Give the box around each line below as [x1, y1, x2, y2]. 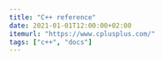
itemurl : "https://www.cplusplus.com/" [9, 29, 156, 38]
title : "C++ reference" [9, 12, 97, 22]
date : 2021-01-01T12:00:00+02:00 [9, 21, 132, 30]
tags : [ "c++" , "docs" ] [9, 37, 93, 47]
